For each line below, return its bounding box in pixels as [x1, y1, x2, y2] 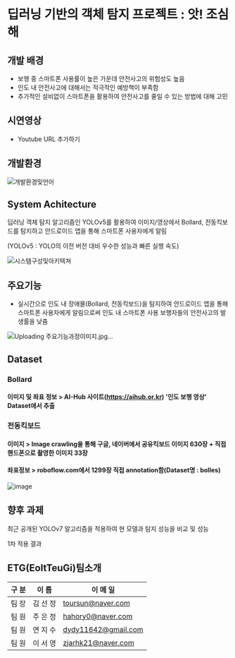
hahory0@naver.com [63, 611, 133, 621]
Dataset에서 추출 [7, 402, 55, 410]
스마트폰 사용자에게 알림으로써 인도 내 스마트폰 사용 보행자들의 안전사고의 [17, 309, 220, 317]
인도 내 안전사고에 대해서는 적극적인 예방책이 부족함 [17, 83, 159, 92]
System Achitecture [7, 198, 97, 210]
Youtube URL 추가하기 [17, 135, 81, 143]
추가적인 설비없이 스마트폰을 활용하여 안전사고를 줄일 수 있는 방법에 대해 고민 [17, 92, 229, 100]
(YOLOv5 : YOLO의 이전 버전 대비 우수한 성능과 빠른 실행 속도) [7, 241, 179, 251]
